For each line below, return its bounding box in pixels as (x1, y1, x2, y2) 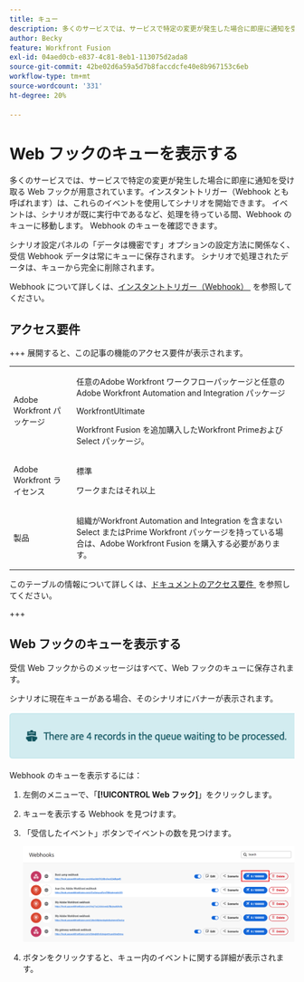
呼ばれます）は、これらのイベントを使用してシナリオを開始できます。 (9, 197, 271, 208)
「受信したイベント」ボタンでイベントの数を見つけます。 (22, 827, 237, 838)
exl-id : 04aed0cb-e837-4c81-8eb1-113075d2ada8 (9, 52, 188, 62)
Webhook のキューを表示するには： (9, 769, 143, 780)
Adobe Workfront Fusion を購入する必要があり (100, 538, 273, 548)
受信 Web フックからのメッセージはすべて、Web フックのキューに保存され (9, 662, 287, 673)
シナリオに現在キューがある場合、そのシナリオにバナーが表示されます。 (9, 692, 279, 703)
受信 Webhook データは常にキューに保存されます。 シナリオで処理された (9, 251, 280, 262)
